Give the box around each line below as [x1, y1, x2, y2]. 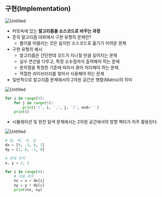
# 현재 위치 [5, 156, 25, 161]
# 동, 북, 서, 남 [5, 138, 37, 143]
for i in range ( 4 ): [5, 169, 45, 174]
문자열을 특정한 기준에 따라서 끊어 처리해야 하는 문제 [19, 64, 119, 70]
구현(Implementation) [5, 4, 71, 13]
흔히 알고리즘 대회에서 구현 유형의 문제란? [12, 34, 92, 40]
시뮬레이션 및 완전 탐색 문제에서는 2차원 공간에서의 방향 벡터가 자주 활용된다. [12, 119, 158, 125]
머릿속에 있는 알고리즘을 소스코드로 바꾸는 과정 [12, 28, 101, 34]
